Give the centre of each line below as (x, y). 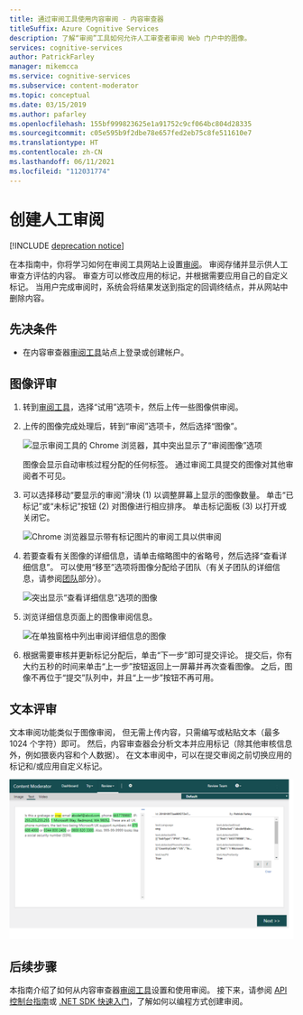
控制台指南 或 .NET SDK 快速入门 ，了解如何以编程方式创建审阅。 (129, 1001)
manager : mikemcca (44, 67)
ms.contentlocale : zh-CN (56, 152)
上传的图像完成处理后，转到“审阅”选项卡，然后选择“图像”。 (132, 426)
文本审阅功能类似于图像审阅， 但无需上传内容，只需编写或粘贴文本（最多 (145, 732)
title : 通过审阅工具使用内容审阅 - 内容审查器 (87, 19)
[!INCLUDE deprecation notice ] (67, 245)
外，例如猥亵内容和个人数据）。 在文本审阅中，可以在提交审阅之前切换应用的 (151, 755)
